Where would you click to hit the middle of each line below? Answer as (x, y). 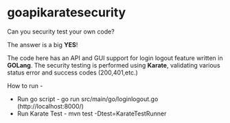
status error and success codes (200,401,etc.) (73, 72)
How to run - (25, 85)
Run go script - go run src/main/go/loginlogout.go (88, 99)
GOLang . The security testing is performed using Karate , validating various (114, 65)
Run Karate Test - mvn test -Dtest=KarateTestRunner (92, 113)
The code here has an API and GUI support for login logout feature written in (115, 58)
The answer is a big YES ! (43, 44)
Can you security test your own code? (61, 31)
